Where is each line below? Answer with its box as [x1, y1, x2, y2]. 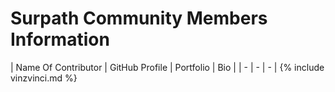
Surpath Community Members [10, 7, 268, 30]
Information [10, 28, 110, 51]
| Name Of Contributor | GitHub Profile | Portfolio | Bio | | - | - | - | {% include [10, 61, 325, 73]
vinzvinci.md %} [10, 72, 78, 84]
